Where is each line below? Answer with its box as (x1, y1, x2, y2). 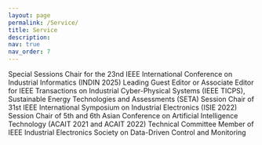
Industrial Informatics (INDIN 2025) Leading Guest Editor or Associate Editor (8, 78, 254, 87)
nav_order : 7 (8, 48, 51, 56)
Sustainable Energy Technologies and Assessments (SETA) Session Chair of (8, 95, 255, 103)
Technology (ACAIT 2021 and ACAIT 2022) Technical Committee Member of (8, 119, 254, 129)
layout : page (8, 11, 51, 20)
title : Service (8, 26, 58, 34)
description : (8, 33, 51, 42)
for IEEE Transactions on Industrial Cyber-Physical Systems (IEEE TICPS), (8, 86, 246, 95)
